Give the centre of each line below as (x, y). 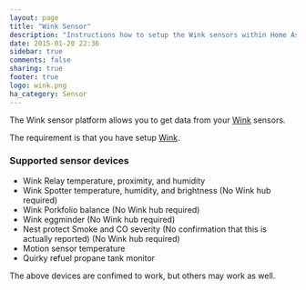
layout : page (34, 18)
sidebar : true (36, 52)
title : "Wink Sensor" (51, 26)
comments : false (40, 60)
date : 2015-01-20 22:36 (55, 43)
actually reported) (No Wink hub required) (101, 238)
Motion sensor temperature (74, 248)
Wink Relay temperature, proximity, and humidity (114, 180)
